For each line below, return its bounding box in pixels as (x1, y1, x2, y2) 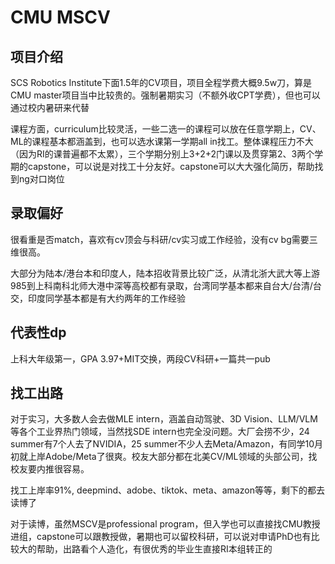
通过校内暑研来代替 (10, 102, 90, 113)
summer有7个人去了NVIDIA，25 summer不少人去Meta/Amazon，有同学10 (10, 438, 315, 450)
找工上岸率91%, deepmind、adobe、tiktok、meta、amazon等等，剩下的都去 (10, 484, 325, 496)
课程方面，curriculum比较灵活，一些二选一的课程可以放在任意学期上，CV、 (10, 123, 322, 135)
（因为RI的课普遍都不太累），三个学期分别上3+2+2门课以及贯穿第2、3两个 (10, 148, 315, 160)
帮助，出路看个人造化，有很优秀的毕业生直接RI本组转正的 (36, 543, 273, 555)
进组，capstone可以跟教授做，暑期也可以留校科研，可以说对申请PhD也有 (10, 531, 312, 543)
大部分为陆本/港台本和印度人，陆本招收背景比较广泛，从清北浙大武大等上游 (10, 267, 321, 279)
